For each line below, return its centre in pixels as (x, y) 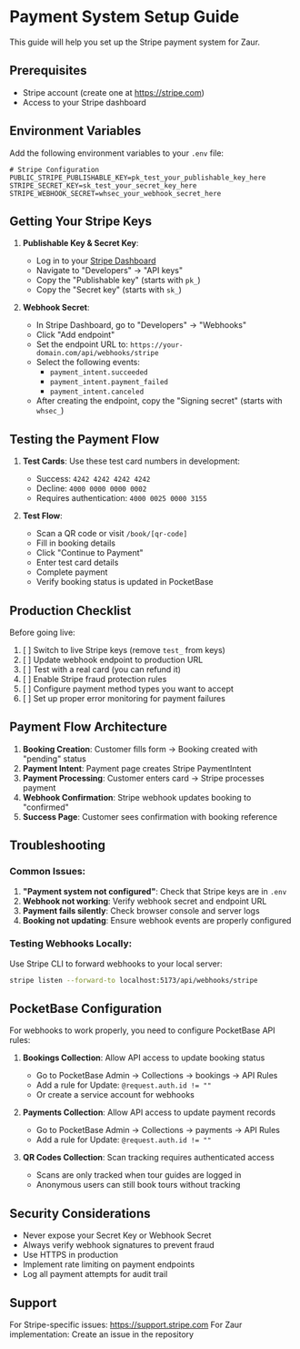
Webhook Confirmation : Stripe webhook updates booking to (137, 797)
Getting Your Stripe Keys (81, 221)
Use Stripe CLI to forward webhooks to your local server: (116, 964)
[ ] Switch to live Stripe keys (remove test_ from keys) (124, 650)
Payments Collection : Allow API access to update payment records (149, 1112)
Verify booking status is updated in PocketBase (125, 582)
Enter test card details (77, 563)
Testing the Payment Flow (85, 439)
